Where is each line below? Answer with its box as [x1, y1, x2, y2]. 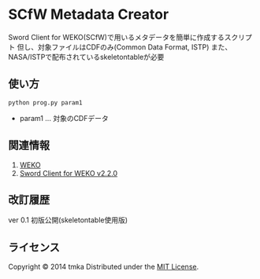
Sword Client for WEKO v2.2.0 [19, 168, 118, 178]
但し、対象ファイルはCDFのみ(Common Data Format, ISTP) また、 [17, 42, 232, 52]
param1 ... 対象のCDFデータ [19, 113, 109, 123]
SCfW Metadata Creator [8, 6, 169, 24]
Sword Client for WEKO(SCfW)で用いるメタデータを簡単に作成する [8, 32, 225, 42]
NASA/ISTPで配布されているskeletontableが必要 [8, 52, 165, 61]
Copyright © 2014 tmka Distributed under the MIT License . [8, 262, 199, 272]
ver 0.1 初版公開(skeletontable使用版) [8, 215, 128, 225]
